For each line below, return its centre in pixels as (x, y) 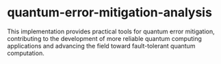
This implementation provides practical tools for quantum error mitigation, (111, 31)
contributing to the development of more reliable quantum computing (104, 38)
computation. (26, 53)
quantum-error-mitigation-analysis (109, 13)
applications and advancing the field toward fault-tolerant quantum (101, 46)
